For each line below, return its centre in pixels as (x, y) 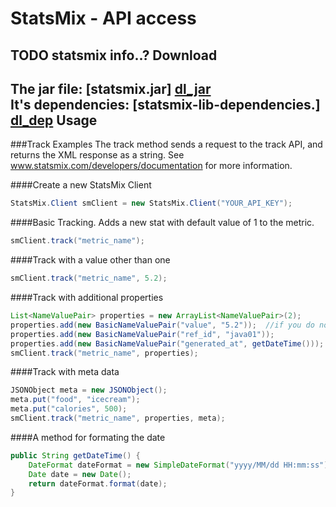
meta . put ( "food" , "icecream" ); (75, 400)
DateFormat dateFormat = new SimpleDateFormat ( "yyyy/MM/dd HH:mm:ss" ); (180, 465)
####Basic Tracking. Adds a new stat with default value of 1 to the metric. (162, 223)
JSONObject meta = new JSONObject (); (89, 390)
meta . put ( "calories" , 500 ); (69, 409)
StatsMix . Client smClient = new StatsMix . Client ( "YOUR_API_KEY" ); (151, 203)
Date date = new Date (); (80, 474)
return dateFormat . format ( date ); (98, 483)
